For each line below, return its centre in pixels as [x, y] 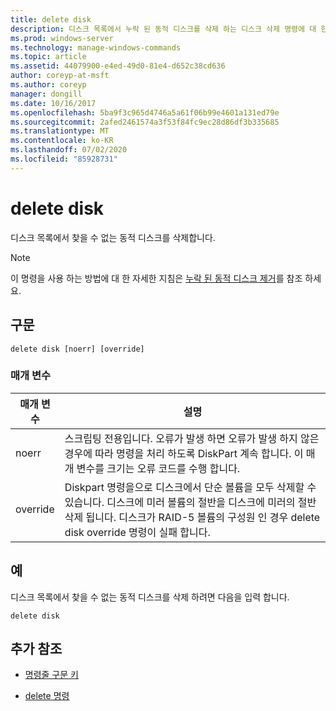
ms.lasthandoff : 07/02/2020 [69, 150]
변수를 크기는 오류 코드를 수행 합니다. [158, 468]
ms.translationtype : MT [60, 131]
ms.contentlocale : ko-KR [62, 141]
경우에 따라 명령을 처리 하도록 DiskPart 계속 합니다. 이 [184, 453]
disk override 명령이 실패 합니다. [137, 532]
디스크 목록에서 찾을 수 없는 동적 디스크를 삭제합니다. [113, 237]
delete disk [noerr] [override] [77, 349]
